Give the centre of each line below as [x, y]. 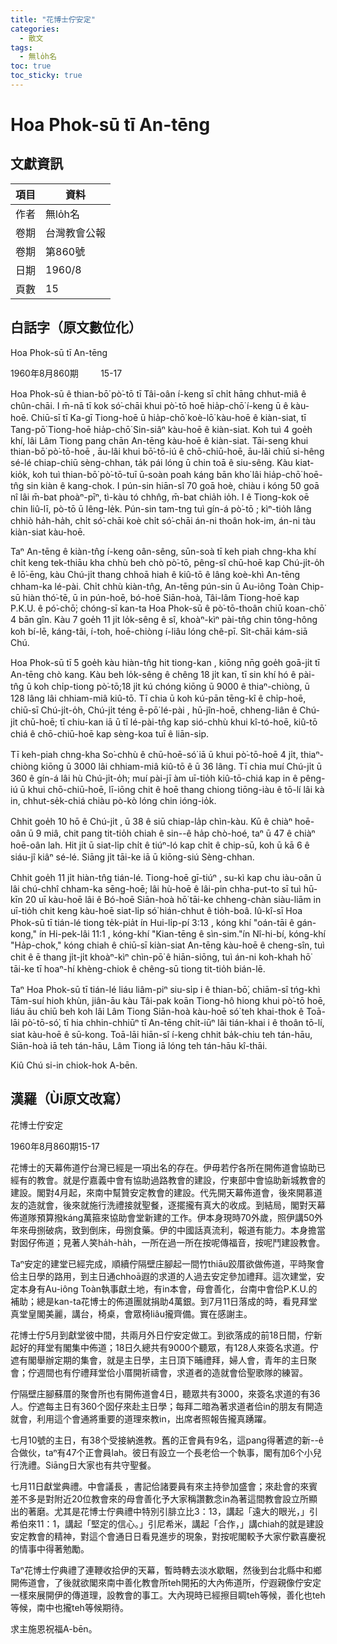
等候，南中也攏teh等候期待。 [69, 1607]
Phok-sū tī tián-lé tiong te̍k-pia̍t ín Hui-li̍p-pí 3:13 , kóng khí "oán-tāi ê [152, 922]
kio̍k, [20, 474]
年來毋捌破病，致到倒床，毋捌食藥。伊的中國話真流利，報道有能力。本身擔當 [168, 1230]
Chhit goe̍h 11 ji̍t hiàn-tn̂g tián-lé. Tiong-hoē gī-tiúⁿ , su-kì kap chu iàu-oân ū [166, 877]
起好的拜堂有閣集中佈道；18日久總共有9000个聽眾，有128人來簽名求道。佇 [164, 1347]
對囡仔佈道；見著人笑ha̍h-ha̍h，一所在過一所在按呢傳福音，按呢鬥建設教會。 [168, 1242]
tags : [21, 47]
